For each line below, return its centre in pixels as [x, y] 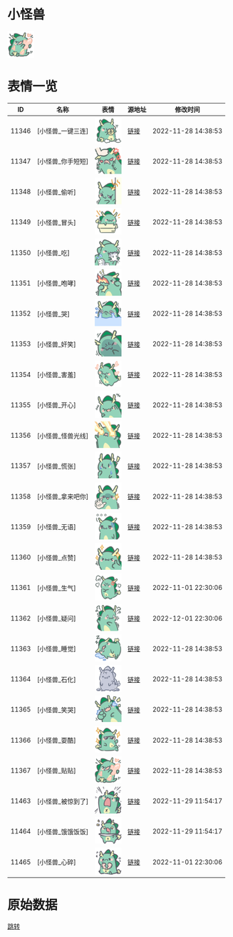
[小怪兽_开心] [56, 405]
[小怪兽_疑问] [56, 618]
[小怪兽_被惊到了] [63, 801]
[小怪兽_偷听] [56, 192]
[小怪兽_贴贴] [56, 771]
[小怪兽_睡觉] [56, 649]
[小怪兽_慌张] [56, 466]
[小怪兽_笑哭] [56, 710]
